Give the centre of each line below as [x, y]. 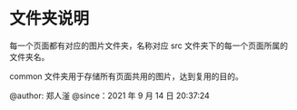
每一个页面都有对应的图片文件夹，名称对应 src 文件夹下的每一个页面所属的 [149, 45]
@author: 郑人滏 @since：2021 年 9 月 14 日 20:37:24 [110, 95]
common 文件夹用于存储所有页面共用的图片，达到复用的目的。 [126, 76]
